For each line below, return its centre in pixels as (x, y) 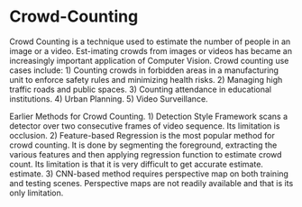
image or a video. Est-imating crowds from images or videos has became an (151, 50)
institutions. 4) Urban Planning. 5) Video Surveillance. (109, 99)
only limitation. (37, 193)
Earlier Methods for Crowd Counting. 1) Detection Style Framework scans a (149, 116)
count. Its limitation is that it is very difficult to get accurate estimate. (137, 164)
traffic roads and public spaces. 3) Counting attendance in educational (141, 89)
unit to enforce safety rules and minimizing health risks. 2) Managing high (146, 79)
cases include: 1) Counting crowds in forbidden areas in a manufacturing (144, 70)
